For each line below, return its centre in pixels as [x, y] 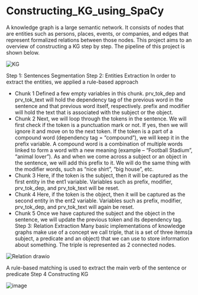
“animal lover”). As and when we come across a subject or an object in [101, 156]
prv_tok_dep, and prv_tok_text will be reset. [67, 188]
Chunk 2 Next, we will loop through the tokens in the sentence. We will [100, 118]
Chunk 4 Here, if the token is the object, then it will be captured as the [100, 194]
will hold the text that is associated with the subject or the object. [94, 112]
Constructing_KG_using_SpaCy [85, 11]
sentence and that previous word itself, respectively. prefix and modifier [102, 106]
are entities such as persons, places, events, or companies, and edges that [98, 33]
